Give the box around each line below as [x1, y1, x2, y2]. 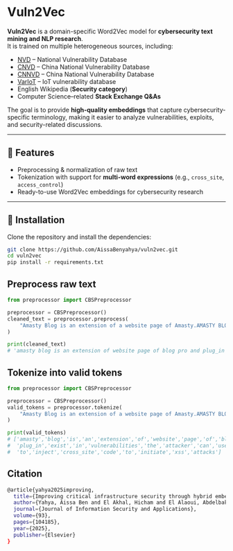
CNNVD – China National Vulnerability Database [17, 70, 155, 78]
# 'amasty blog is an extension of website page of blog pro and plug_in [7, 348, 225, 355]
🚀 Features [7, 147, 55, 159]
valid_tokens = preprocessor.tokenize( [7, 404, 123, 411]
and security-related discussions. [7, 120, 103, 128]
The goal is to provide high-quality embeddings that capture [7, 105, 182, 114]
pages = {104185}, [13, 518, 60, 525]
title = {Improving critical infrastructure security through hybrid [13, 493, 213, 500]
